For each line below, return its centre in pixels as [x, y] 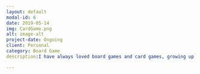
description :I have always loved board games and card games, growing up [100, 57]
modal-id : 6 [21, 17]
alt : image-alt [25, 34]
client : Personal [28, 46]
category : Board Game [33, 51]
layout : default [26, 12]
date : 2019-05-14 [28, 23]
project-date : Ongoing [34, 40]
